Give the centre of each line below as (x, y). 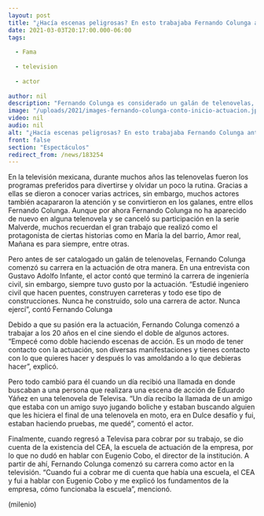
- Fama (26, 52)
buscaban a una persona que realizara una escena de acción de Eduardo (126, 390)
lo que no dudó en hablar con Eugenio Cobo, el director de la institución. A (129, 456)
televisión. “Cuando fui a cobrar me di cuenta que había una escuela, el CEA (132, 473)
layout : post (29, 15)
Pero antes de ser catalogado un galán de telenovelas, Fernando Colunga (127, 259)
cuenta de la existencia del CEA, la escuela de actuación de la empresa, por (131, 447)
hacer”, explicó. (33, 366)
